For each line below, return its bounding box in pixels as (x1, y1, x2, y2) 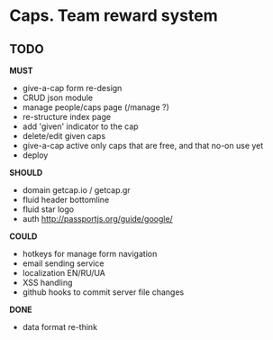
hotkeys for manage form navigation (22, 249, 158, 259)
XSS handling (22, 277, 73, 288)
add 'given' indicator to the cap (22, 121, 139, 132)
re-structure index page (22, 112, 111, 122)
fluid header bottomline (22, 195, 110, 205)
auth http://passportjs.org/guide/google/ (22, 214, 173, 224)
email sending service (22, 258, 105, 269)
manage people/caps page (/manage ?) (22, 102, 169, 113)
